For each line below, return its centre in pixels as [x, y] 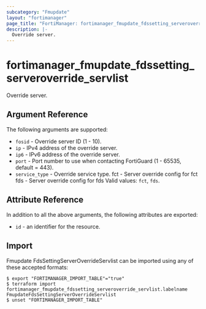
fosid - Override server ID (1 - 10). [58, 141]
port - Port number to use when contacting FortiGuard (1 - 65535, [98, 161]
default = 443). [34, 167]
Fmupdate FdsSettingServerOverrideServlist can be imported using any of [100, 260]
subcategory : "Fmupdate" [38, 12]
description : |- [27, 29]
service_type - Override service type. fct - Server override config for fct [106, 174]
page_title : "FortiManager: [42, 23]
